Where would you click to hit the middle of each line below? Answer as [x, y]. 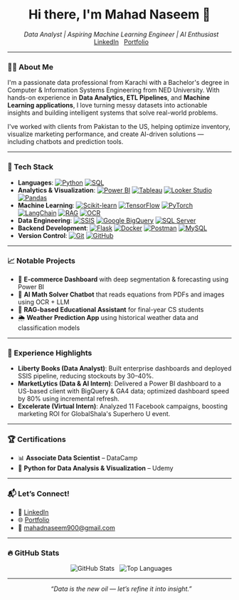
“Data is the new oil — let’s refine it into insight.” [121, 589]
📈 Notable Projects [42, 261]
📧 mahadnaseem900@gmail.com [66, 527]
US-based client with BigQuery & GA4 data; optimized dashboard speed [123, 391]
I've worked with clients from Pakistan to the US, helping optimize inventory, [119, 127]
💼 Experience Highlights [50, 353]
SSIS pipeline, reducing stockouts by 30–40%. [86, 376]
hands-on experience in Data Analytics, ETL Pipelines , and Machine [109, 98]
